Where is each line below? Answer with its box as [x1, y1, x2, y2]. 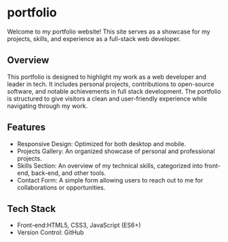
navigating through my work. [7, 101, 88, 110]
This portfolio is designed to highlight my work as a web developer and [7, 72, 207, 81]
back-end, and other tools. [31, 169, 106, 177]
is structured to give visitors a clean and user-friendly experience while [7, 94, 208, 103]
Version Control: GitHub [16, 228, 84, 237]
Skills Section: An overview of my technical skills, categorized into [16, 161, 203, 170]
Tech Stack [7, 203, 56, 215]
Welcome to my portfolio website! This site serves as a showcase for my [7, 27, 210, 36]
